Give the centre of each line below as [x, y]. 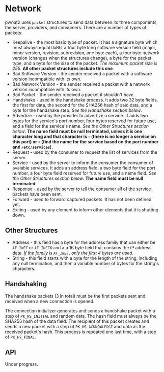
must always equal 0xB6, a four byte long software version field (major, [84, 47]
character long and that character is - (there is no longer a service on [84, 136]
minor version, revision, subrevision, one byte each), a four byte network [86, 53]
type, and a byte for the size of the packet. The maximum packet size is [85, 63]
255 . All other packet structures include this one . [63, 68]
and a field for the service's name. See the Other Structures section [80, 126]
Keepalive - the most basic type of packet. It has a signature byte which [85, 42]
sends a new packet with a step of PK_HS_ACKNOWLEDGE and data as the [75, 326]
